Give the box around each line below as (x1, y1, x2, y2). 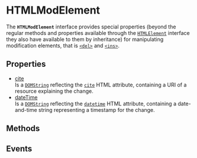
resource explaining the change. (14, 87, 93, 95)
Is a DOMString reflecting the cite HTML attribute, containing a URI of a (14, 81, 187, 88)
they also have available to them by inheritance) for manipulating (6, 36, 164, 43)
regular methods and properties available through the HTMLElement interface (6, 29, 190, 36)
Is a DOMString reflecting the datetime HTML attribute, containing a (14, 100, 177, 107)
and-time (14, 106, 37, 113)
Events (6, 143, 33, 154)
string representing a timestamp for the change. (38, 106, 155, 113)
